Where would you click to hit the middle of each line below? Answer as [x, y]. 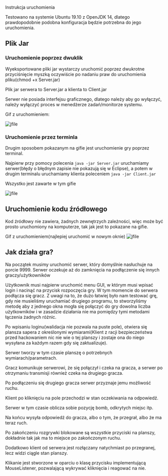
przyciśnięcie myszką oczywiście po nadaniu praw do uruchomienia [76, 74]
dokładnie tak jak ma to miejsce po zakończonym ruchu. [63, 438]
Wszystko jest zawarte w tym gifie [41, 183]
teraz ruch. [17, 423]
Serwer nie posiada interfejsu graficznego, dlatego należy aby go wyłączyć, [83, 99]
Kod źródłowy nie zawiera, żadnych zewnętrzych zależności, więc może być [84, 221]
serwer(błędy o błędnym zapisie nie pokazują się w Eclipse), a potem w [79, 168]
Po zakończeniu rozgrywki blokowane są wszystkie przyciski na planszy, [80, 432]
